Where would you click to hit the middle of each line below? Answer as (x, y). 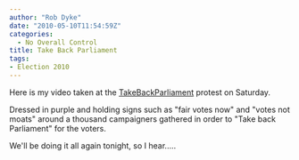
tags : (19, 59)
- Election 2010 (39, 68)
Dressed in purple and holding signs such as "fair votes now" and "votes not (149, 109)
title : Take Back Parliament (63, 51)
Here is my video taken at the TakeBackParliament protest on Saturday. (140, 92)
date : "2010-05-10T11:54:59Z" (66, 26)
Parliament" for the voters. (58, 128)
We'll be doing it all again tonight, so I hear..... (93, 145)
